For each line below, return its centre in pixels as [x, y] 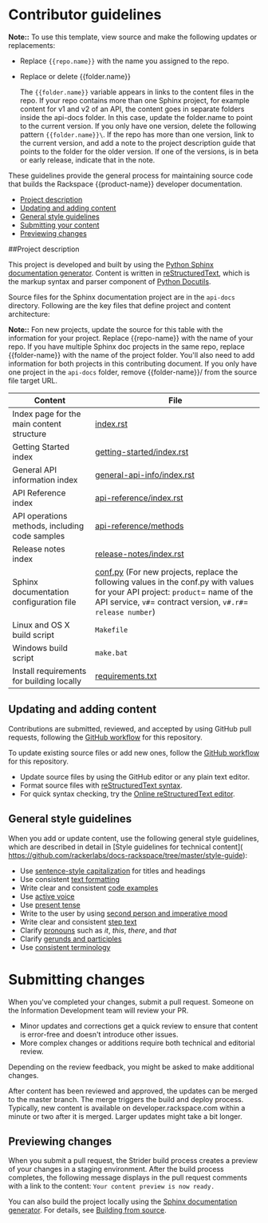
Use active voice [47, 896]
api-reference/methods [140, 526]
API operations [40, 515]
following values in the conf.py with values [175, 582]
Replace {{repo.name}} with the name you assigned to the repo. [124, 61]
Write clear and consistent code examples [89, 888]
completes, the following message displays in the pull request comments [128, 1177]
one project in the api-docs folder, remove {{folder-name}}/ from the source [133, 372]
